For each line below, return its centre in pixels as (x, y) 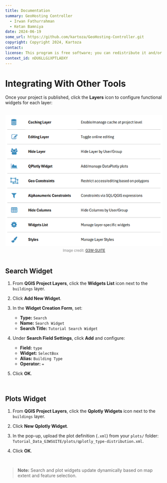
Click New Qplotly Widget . (40, 426)
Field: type (31, 348)
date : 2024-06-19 (23, 32)
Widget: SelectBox (39, 353)
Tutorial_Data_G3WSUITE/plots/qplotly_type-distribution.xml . (78, 441)
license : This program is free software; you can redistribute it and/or (84, 53)
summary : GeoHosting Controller (39, 16)
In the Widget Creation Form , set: (47, 308)
